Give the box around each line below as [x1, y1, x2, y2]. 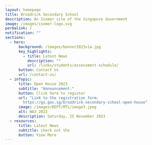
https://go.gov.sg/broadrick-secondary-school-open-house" [23, 100, 148, 105]
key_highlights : [18, 49, 52, 54]
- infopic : [9, 77, 32, 82]
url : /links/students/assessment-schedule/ [27, 63, 119, 68]
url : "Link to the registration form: [18, 95, 99, 100]
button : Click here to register [18, 91, 85, 96]
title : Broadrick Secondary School [5, 12, 79, 17]
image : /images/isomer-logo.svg [5, 21, 72, 26]
